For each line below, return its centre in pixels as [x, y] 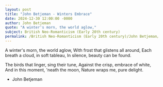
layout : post [18, 9]
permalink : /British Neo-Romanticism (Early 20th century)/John [71, 37]
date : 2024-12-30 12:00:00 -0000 [39, 18]
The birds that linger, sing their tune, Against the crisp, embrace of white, [78, 65]
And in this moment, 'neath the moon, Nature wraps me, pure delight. [74, 70]
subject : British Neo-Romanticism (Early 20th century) [63, 32]
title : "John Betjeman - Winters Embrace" [49, 14]
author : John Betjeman [28, 23]
